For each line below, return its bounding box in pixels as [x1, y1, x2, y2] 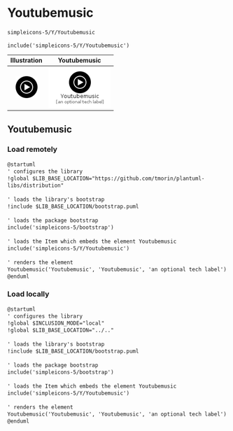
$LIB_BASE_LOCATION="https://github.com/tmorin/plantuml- [32, 175, 205, 182]
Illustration [10, 56, 43, 64]
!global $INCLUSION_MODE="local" [7, 320, 105, 327]
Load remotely [7, 144, 58, 154]
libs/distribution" [7, 182, 64, 189]
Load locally [7, 289, 50, 299]
